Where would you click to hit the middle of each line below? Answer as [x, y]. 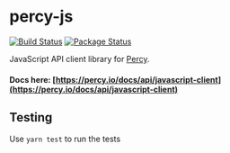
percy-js [41, 17]
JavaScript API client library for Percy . [80, 58]
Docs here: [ [33, 79]
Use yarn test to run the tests [65, 139]
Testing [31, 117]
